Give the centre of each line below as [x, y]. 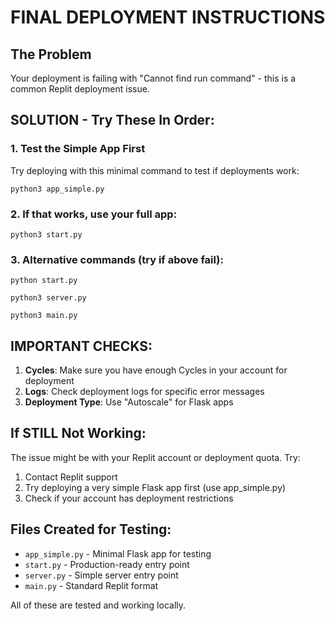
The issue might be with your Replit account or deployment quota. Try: [155, 457]
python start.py [44, 281]
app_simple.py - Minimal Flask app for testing [118, 553]
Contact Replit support [71, 477]
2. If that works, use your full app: [94, 214]
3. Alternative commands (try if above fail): [117, 259]
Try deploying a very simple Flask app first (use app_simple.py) [155, 487]
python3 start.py [46, 234]
